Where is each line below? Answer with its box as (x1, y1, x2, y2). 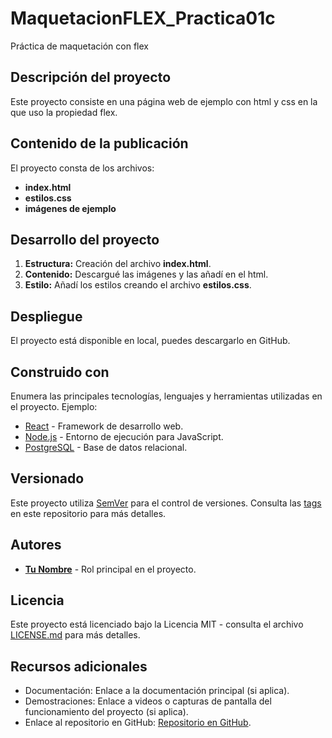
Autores (10, 537, 62, 554)
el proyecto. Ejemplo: (10, 401, 98, 412)
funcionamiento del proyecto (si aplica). (24, 706, 189, 718)
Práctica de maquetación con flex (10, 40, 149, 52)
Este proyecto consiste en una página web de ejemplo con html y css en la (10, 95, 318, 107)
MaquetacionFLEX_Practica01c (10, 7, 276, 30)
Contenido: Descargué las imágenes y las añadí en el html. (24, 268, 269, 281)
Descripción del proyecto (10, 69, 172, 86)
